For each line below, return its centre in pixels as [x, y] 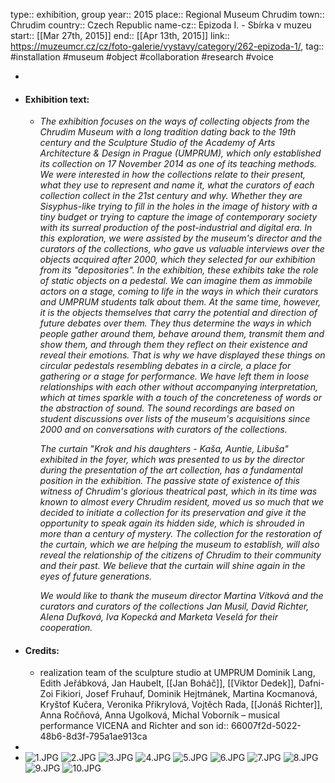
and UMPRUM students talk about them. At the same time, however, [180, 302]
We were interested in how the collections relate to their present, [173, 175]
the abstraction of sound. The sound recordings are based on [167, 408]
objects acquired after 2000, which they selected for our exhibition [177, 260]
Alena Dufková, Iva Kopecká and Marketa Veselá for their [158, 617]
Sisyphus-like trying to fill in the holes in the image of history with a [178, 206]
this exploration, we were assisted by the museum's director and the [181, 238]
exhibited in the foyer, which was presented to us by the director [172, 460]
